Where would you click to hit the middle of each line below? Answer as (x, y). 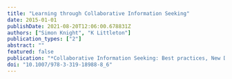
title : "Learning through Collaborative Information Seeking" (98, 13)
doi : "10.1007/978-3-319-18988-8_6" (60, 65)
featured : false (30, 52)
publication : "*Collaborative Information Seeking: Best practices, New (114, 58)
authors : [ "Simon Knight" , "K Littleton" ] (69, 33)
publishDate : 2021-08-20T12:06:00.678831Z (69, 26)
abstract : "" (26, 45)
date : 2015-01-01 (32, 20)
